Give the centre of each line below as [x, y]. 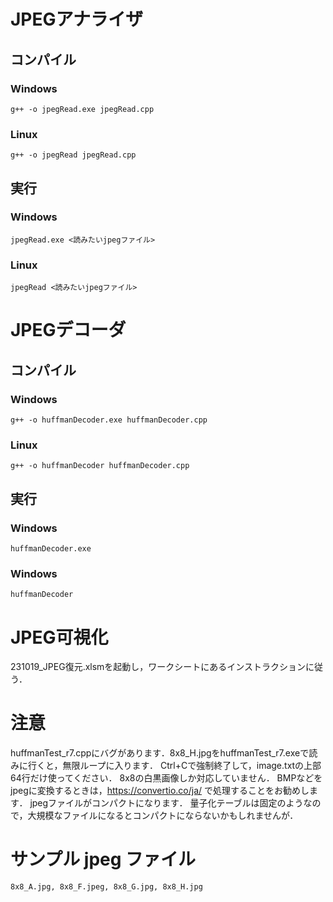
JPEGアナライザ [76, 19]
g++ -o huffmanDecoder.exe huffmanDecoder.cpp [109, 420]
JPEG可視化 [59, 637]
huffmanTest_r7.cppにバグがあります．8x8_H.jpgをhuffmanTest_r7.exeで [160, 753]
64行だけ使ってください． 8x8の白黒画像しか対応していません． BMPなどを [166, 778]
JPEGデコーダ [68, 330]
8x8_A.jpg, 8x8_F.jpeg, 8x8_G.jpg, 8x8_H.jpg [106, 887]
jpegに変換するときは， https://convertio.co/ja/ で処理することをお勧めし [160, 791]
